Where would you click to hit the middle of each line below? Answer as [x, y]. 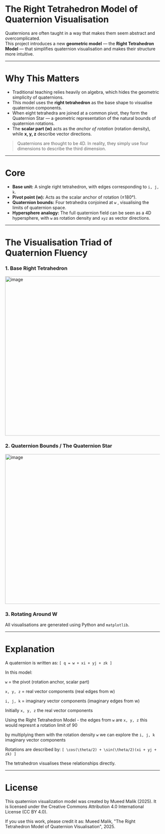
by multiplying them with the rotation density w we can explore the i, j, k [80, 734]
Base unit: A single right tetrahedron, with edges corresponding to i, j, [86, 187]
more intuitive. [20, 54]
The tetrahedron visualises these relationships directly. [60, 763]
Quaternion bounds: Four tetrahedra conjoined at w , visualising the [81, 202]
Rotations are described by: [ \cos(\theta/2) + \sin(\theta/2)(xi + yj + [81, 749]
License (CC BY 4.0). [26, 811]
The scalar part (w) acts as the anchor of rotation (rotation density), [81, 128]
